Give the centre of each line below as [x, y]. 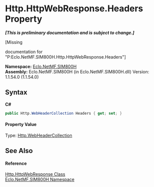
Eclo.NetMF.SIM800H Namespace [40, 180]
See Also [19, 151]
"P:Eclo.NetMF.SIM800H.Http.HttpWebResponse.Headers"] [66, 57]
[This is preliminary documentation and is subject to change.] [70, 32]
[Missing [14, 42]
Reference [16, 163]
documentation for [24, 52]
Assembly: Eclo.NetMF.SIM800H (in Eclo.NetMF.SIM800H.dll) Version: [77, 71]
